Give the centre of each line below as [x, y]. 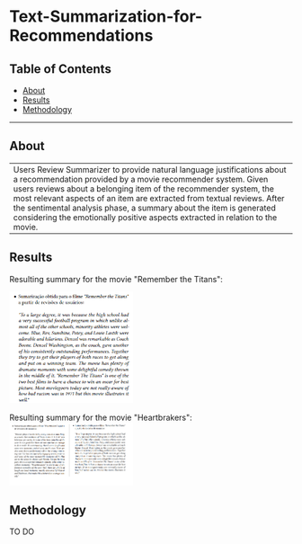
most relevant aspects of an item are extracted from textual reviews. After [149, 198]
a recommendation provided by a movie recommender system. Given [141, 179]
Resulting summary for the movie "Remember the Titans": [116, 279]
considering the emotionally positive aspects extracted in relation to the [145, 217]
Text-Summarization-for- [106, 17]
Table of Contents [61, 69]
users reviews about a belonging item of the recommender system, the [143, 188]
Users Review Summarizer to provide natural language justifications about [150, 169]
